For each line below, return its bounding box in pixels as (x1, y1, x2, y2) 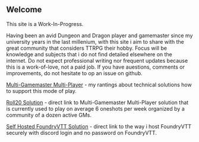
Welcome (6, 5, 42, 15)
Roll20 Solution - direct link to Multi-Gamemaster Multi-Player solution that (6, 99, 189, 106)
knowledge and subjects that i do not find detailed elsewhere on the (6, 50, 172, 58)
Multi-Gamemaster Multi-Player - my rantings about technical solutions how (6, 81, 192, 88)
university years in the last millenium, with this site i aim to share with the (6, 38, 184, 45)
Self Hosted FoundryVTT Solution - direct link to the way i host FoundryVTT (6, 122, 192, 130)
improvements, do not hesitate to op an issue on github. (6, 69, 143, 76)
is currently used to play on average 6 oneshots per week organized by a (6, 105, 185, 112)
